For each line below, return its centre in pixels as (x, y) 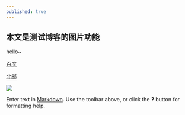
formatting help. (26, 106)
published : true (26, 12)
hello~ (14, 52)
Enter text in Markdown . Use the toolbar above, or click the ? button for (93, 100)
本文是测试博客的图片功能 (53, 37)
